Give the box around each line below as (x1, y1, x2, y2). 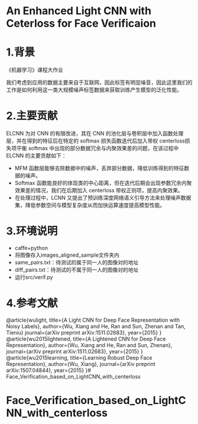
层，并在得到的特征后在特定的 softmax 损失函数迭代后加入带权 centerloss (6, 137, 185, 144)
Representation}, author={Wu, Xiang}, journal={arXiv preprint (6, 360, 155, 367)
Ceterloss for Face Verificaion (6, 17, 157, 30)
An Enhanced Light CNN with (6, 4, 152, 18)
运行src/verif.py (14, 274, 53, 280)
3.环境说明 (6, 225, 58, 238)
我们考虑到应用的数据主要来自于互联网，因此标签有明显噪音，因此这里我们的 (6, 79, 193, 86)
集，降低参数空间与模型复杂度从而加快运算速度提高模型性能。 (14, 202, 165, 209)
